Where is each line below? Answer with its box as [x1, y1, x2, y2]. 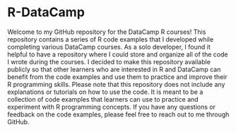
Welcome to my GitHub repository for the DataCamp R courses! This [7, 28, 206, 36]
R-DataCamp [7, 4, 85, 20]
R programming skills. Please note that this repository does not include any [7, 80, 225, 88]
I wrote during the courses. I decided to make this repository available [7, 57, 211, 66]
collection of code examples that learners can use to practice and [7, 95, 199, 103]
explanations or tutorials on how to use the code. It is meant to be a [7, 88, 203, 96]
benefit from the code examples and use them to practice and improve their [7, 72, 228, 81]
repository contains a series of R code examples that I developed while [7, 35, 214, 43]
